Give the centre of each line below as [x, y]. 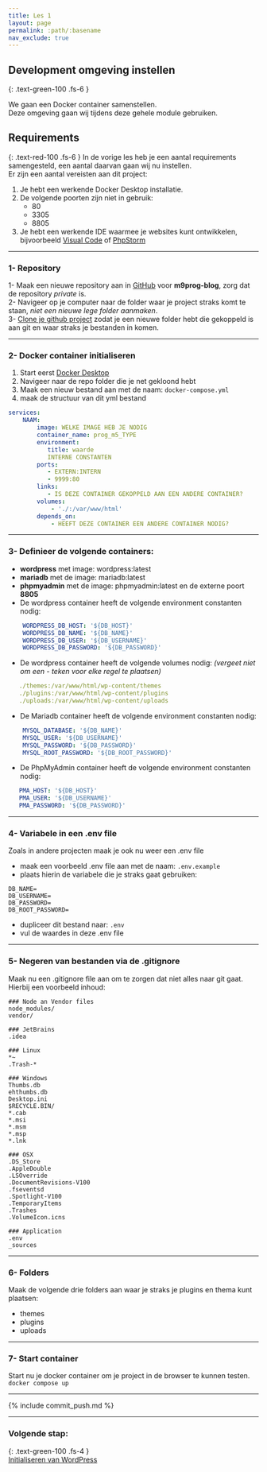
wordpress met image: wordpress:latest [85, 568]
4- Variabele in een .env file [63, 833]
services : [25, 413]
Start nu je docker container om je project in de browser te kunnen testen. [129, 1376]
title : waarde [70, 450]
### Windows [28, 1078]
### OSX [21, 1154]
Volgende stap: [39, 1434]
